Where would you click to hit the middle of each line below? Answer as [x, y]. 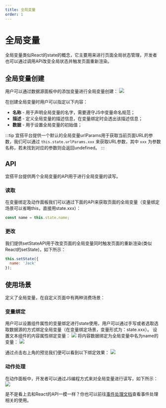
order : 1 [14, 14]
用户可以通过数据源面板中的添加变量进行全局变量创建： [61, 91]
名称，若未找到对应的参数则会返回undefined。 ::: [55, 148]
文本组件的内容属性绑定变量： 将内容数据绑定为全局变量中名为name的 [84, 336]
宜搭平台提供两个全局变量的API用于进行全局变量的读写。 [63, 176]
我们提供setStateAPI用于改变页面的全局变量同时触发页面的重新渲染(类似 [79, 243]
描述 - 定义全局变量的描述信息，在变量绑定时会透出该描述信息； [78, 119]
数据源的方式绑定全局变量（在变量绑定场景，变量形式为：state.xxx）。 [81, 330]
